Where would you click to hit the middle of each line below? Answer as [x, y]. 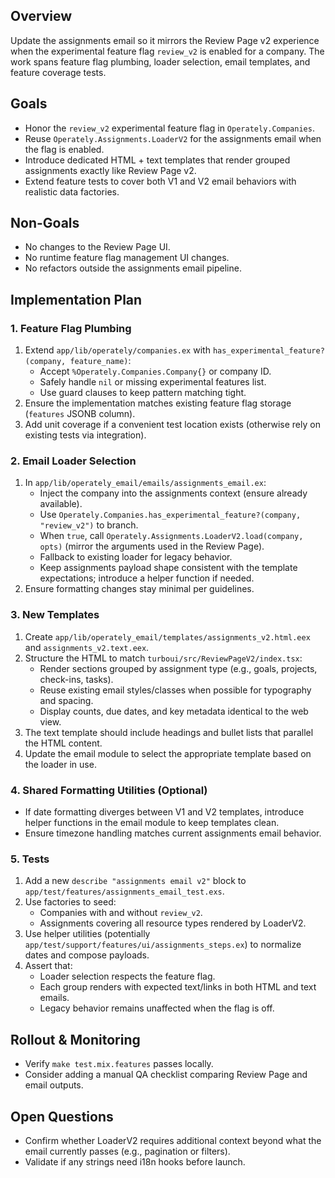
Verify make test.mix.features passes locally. [119, 1064]
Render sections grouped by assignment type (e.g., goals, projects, [178, 668]
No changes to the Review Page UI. [97, 247]
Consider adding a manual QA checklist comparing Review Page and [166, 1075]
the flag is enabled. [64, 149]
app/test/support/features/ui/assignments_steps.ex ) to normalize [163, 945]
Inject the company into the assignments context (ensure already [173, 493]
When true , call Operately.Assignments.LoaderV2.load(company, [171, 536]
